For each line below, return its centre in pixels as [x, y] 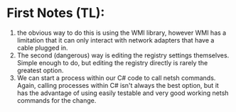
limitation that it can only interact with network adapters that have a [116, 40]
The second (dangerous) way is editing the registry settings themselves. [123, 55]
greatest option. [40, 70]
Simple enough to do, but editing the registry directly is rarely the [112, 62]
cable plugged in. [42, 47]
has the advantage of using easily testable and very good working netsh [123, 93]
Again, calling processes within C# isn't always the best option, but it [118, 85]
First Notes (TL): [56, 13]
